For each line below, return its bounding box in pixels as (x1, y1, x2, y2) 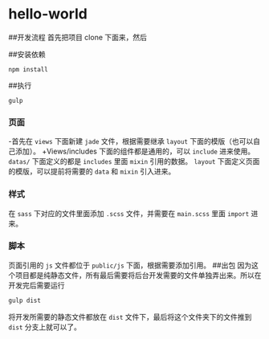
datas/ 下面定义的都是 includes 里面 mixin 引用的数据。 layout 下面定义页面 (8, 157, 260, 166)
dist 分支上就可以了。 (8, 322, 82, 332)
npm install (8, 65, 48, 73)
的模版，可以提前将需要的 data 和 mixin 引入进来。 (8, 166, 176, 177)
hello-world (8, 5, 88, 23)
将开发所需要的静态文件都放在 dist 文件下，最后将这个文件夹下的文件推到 (8, 312, 252, 321)
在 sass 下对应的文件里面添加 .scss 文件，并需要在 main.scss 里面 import (8, 208, 250, 218)
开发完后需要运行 (8, 280, 65, 290)
